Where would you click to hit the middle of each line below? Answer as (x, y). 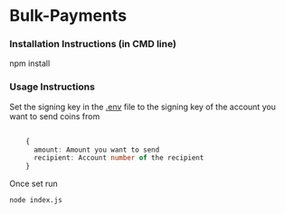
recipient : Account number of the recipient (119, 158)
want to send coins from (55, 116)
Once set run (33, 184)
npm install (30, 63)
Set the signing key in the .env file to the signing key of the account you (142, 107)
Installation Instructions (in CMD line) (93, 44)
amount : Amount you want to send (96, 150)
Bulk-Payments (68, 16)
